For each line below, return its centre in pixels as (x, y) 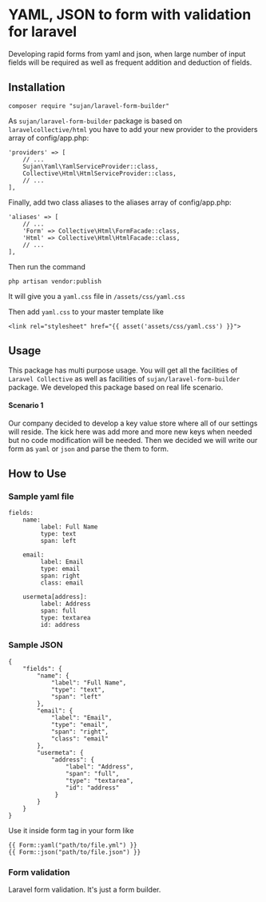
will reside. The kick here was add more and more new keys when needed (130, 431)
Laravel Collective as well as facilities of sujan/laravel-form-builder (124, 378)
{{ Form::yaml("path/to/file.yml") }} (73, 845)
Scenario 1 (26, 405)
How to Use (38, 474)
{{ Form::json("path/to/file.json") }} (75, 852)
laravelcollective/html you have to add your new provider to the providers (133, 129)
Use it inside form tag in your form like (71, 830)
